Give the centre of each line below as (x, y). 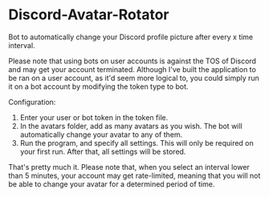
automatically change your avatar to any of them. (101, 135)
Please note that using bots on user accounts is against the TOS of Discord (132, 61)
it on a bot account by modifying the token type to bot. (98, 86)
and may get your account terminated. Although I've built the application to (132, 69)
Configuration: (32, 102)
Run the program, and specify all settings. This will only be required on (137, 143)
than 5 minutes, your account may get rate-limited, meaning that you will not (134, 175)
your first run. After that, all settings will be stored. (103, 151)
